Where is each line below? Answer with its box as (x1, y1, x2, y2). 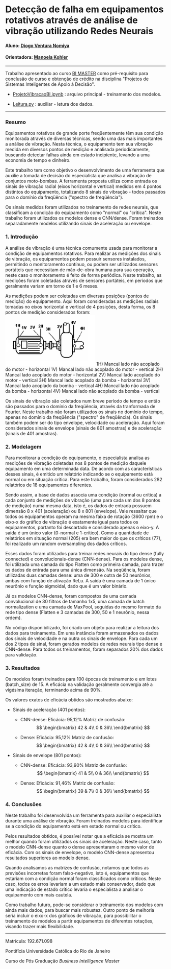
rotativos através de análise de (5, 14, 138, 26)
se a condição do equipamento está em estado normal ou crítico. (5, 823, 142, 830)
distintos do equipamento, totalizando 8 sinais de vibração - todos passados (5, 189, 166, 195)
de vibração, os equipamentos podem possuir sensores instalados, (5, 255, 146, 262)
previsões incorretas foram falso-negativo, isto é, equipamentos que (5, 870, 149, 877)
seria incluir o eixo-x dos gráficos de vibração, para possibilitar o (5, 913, 141, 919)
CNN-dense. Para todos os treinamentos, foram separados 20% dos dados (5, 646, 163, 652)
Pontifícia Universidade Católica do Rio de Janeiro (5, 948, 110, 954)
